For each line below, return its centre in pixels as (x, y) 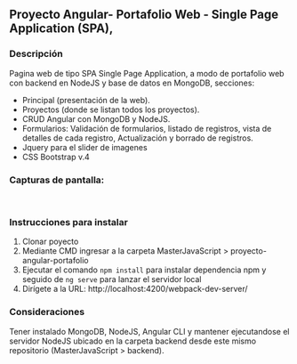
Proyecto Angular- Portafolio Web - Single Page (144, 15)
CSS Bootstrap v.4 (56, 157)
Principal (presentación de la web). (86, 100)
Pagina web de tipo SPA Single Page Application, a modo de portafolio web (147, 73)
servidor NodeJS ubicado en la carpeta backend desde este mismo (132, 341)
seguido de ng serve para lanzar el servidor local (112, 279)
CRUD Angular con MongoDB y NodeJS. (96, 118)
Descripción (36, 54)
